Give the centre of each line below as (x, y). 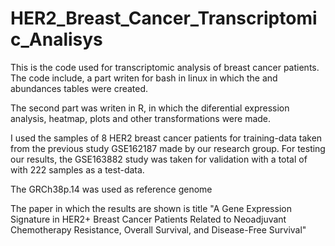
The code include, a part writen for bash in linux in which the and (144, 78)
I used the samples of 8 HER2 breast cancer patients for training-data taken (166, 138)
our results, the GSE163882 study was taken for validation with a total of (159, 159)
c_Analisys (56, 39)
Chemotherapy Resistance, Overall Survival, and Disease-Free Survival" (158, 229)
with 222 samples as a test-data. (77, 169)
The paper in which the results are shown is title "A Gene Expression (151, 208)
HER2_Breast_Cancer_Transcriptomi (164, 18)
